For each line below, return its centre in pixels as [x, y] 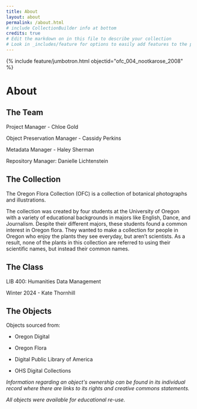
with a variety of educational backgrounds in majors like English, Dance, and [98, 217]
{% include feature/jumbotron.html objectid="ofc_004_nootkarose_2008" [95, 61]
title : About [22, 11]
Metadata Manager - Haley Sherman [50, 149]
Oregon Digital [32, 337]
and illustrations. [26, 200]
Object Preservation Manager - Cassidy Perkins [64, 138]
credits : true [23, 33]
